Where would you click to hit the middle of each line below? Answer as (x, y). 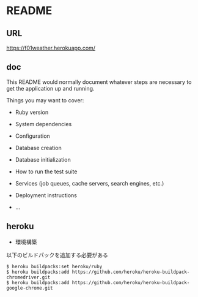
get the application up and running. (50, 88)
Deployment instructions (46, 195)
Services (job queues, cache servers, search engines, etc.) (90, 183)
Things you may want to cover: (45, 100)
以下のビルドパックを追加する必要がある (57, 255)
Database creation (38, 148)
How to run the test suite (46, 171)
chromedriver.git (28, 277)
